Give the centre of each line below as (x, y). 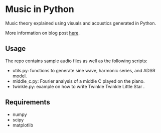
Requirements (28, 102)
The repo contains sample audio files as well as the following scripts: (76, 61)
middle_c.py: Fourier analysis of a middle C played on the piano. (78, 81)
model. (20, 76)
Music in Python (40, 9)
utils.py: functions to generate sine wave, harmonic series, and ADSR (84, 70)
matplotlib (23, 125)
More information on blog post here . (43, 33)
